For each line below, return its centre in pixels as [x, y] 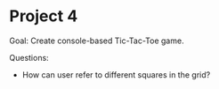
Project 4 [44, 16]
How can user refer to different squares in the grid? [116, 74]
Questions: [29, 57]
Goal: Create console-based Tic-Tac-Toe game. [97, 41]
